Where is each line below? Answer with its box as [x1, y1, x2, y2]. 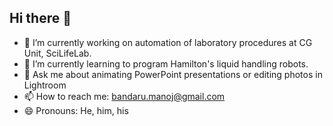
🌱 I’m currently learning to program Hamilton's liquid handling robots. [23, 57, 309, 70]
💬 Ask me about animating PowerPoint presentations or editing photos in [23, 68, 323, 80]
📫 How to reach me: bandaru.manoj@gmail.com [23, 90, 226, 102]
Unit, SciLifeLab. [23, 47, 92, 59]
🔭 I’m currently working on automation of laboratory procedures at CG [23, 36, 313, 48]
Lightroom [23, 79, 67, 91]
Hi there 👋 [9, 10, 72, 27]
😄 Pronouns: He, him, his [23, 104, 129, 116]
